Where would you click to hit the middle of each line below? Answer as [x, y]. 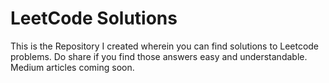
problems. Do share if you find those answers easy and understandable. [159, 56]
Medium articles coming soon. [72, 67]
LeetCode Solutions [94, 18]
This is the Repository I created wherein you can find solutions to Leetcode [165, 46]
